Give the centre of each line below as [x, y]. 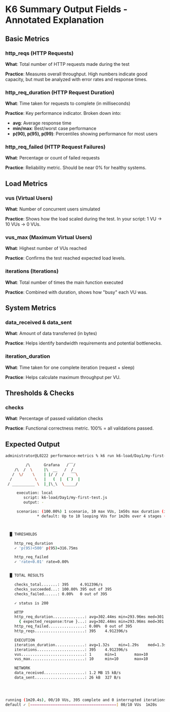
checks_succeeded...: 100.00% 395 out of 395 [63, 589]
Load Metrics [27, 183]
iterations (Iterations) [32, 271]
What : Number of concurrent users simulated [53, 209]
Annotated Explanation [55, 20]
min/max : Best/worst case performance [54, 129]
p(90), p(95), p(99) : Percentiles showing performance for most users [85, 134]
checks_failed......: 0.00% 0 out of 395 [61, 594]
